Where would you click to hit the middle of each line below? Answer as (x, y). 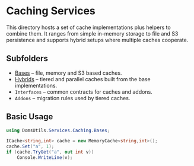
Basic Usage (30, 117)
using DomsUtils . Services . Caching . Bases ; (58, 130)
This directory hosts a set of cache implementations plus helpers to (88, 27)
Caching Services (51, 11)
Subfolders (27, 58)
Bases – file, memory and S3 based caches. (68, 73)
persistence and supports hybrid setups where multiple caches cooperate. (97, 40)
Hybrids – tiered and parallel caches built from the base (82, 79)
